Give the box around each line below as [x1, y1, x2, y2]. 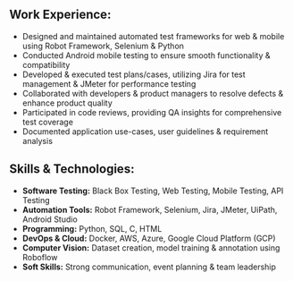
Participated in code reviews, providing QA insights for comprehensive [21, 106, 282, 117]
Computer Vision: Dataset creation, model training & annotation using [21, 242, 280, 253]
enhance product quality [21, 98, 113, 108]
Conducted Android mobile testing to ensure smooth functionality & [21, 49, 271, 61]
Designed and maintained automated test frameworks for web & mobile [21, 30, 285, 41]
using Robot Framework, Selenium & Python [21, 40, 185, 51]
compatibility [21, 59, 71, 70]
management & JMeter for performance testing [21, 78, 197, 89]
